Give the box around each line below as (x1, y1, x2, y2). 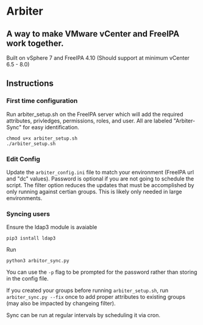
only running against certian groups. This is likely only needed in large (6, 188, 182, 195)
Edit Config (6, 154, 41, 163)
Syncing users (6, 209, 51, 218)
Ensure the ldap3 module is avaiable (6, 224, 98, 231)
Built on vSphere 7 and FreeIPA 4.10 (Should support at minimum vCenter (6, 54, 190, 62)
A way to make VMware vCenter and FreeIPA (6, 29, 180, 39)
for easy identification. (23, 123, 79, 130)
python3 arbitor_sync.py (6, 258, 69, 264)
